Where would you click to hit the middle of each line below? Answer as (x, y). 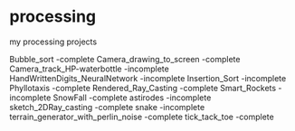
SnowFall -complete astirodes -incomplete (132, 98)
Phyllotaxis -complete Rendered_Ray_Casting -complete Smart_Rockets (143, 88)
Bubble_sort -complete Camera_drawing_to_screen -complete (125, 59)
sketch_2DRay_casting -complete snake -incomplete (107, 107)
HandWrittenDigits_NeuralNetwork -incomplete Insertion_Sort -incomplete (148, 78)
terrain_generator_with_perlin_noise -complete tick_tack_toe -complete (142, 117)
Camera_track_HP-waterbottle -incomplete (89, 69)
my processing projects (53, 42)
